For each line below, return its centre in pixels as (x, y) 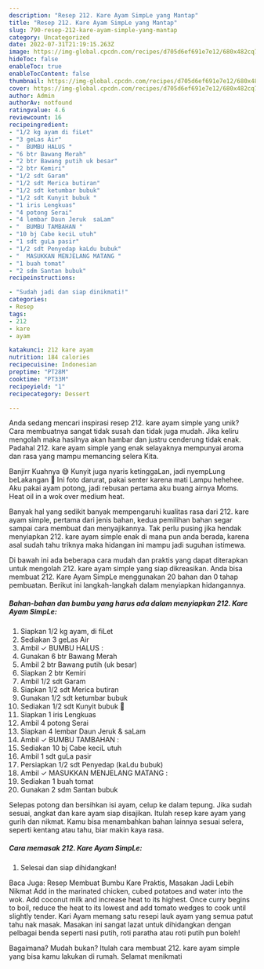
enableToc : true (35, 67)
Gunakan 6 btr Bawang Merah (69, 657)
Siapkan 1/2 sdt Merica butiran (70, 690)
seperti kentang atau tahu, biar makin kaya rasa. (87, 830)
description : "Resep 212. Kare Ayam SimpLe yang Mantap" (104, 15)
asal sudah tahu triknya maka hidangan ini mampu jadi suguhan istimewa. (127, 545)
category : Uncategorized (49, 37)
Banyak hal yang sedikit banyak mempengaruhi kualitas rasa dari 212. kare (129, 512)
